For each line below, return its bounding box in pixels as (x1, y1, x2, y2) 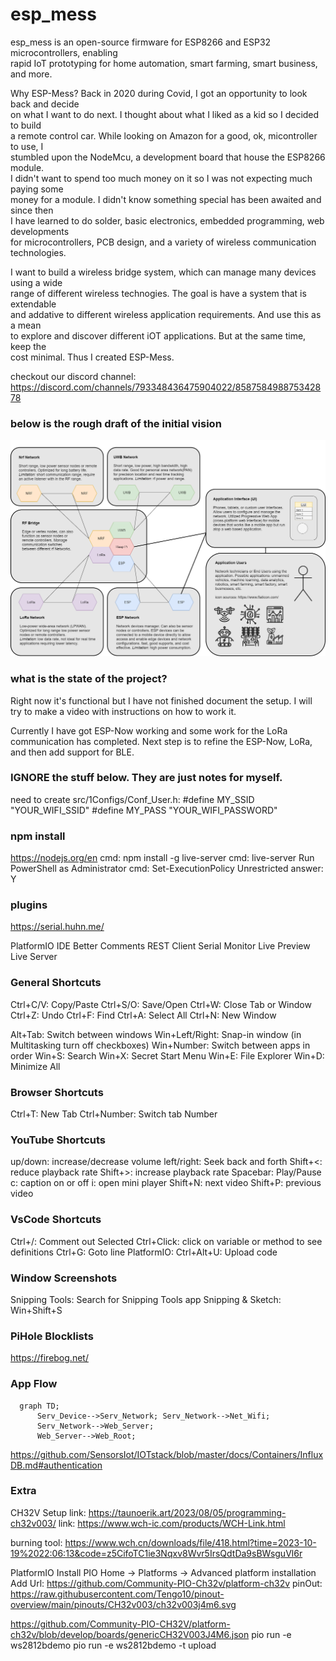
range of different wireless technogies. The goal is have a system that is (10, 287, 307, 299)
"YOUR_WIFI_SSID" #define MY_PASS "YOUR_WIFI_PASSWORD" (10, 804, 278, 816)
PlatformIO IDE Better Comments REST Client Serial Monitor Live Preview (10, 940, 311, 952)
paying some (10, 183, 64, 195)
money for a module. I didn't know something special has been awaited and (10, 193, 322, 205)
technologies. (10, 246, 67, 258)
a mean (10, 319, 42, 331)
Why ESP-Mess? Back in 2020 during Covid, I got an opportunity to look (10, 87, 308, 99)
